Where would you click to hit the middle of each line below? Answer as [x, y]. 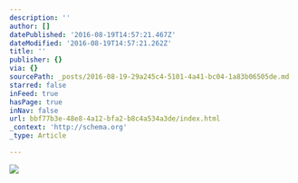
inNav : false [34, 111]
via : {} [24, 69]
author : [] [30, 26]
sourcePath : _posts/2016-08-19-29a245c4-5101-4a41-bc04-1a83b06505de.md [149, 77]
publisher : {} [36, 60]
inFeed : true [34, 93]
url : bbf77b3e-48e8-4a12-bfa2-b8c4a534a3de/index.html [115, 119]
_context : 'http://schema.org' [68, 128]
